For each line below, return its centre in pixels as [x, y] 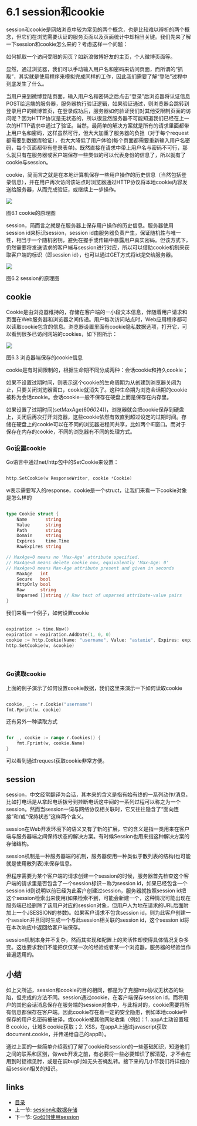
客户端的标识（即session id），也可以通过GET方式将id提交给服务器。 [94, 254]
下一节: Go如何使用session [47, 1117]
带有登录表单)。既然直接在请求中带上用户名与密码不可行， [112, 147]
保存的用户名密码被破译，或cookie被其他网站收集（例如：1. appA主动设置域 [97, 1019]
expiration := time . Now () [38, 629]
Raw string [37, 590]
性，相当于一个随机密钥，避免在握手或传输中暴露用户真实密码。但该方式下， [98, 240]
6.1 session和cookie [55, 12]
